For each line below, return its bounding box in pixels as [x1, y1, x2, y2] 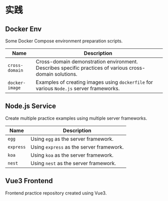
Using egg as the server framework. [30, 135, 114, 142]
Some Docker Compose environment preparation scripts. [5, 38, 123, 44]
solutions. [54, 71, 77, 77]
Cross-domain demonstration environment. [35, 58, 138, 65]
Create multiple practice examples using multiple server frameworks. [5, 115, 147, 121]
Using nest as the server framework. [30, 160, 116, 167]
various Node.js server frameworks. [35, 85, 120, 92]
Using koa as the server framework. [30, 152, 114, 159]
